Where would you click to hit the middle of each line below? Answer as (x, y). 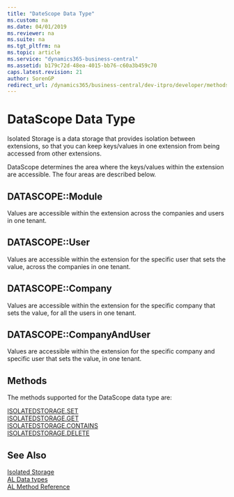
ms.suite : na (26, 40)
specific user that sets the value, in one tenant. (75, 359)
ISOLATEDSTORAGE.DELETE (49, 434)
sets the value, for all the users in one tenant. (72, 313)
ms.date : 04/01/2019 (37, 26)
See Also (27, 455)
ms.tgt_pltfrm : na (34, 46)
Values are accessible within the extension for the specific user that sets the (117, 259)
